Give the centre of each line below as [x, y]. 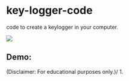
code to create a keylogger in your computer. [62, 27]
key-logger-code [49, 10]
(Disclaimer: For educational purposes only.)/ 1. [65, 71]
